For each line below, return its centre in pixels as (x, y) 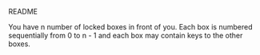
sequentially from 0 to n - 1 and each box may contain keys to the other (126, 35)
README (23, 12)
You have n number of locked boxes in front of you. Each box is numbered (130, 27)
